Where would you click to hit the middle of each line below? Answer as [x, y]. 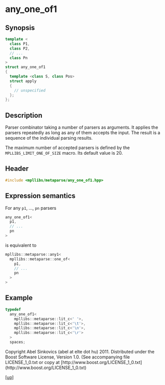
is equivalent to [21, 245]
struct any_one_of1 [25, 67]
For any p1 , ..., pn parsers [31, 208]
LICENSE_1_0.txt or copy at [32, 362]
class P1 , [20, 44]
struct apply [23, 81]
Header [17, 169]
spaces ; [18, 342]
